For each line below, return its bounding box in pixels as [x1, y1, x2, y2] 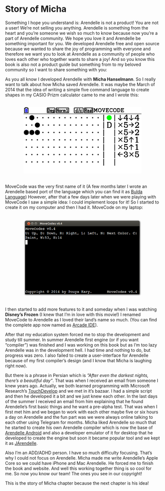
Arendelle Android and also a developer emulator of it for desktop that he [5, 430, 153, 435]
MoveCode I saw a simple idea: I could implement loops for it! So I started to [5, 199, 160, 205]
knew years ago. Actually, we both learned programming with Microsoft [5, 382, 150, 389]
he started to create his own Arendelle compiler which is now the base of [5, 424, 153, 431]
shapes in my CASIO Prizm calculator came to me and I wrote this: [5, 92, 139, 98]
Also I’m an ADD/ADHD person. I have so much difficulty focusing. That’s [5, 450, 152, 456]
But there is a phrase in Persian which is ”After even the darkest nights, [5, 372, 149, 378]
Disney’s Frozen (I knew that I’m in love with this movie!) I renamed [5, 311, 141, 318]
